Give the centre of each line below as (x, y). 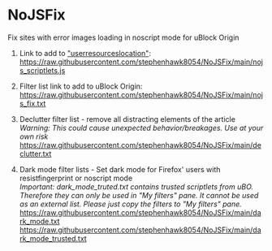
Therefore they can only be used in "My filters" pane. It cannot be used (139, 195)
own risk (34, 136)
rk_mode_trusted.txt (53, 238)
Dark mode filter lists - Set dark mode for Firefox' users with (120, 169)
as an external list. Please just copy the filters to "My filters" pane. (131, 204)
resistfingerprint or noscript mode (76, 178)
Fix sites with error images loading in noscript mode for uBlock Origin (123, 37)
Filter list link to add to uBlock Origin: (81, 86)
